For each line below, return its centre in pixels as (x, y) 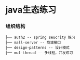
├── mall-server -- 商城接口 (33, 43)
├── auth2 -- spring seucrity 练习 (40, 37)
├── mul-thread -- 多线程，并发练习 (39, 53)
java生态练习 (31, 10)
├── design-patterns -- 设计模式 (38, 48)
